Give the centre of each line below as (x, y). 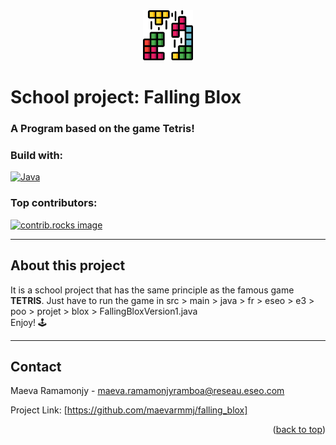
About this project (68, 265)
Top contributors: (54, 203)
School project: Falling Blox (126, 97)
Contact (36, 366)
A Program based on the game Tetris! (102, 129)
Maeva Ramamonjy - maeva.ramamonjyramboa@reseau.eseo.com (147, 391)
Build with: (37, 156)
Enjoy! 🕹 (29, 322)
